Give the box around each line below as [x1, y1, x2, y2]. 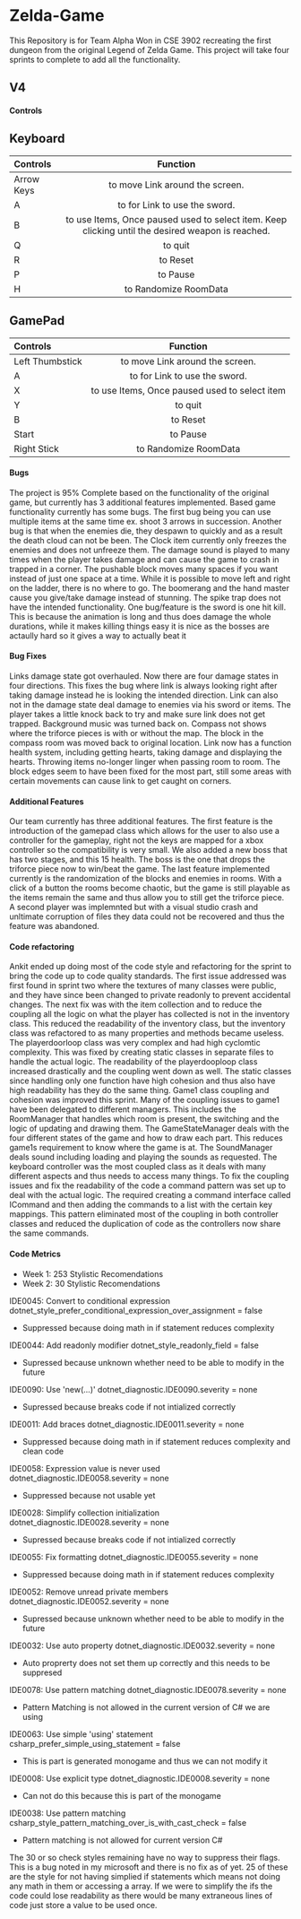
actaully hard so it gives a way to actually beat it [9, 630, 186, 641]
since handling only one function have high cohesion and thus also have [9, 1075, 276, 1086]
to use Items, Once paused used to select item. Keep [65, 213, 288, 225]
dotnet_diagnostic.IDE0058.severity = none [9, 1472, 169, 1483]
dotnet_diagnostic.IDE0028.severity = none [9, 1516, 170, 1527]
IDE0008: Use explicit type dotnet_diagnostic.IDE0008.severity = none [9, 1773, 271, 1784]
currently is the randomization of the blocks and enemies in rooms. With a [9, 873, 282, 884]
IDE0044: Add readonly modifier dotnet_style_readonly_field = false [9, 1340, 260, 1350]
